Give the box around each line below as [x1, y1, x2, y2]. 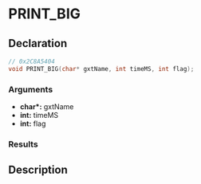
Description [8, 163, 68, 177]
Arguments [8, 84, 53, 95]
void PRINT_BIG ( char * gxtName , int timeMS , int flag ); [8, 65, 195, 72]
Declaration [8, 37, 68, 50]
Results [8, 139, 38, 150]
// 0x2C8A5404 [8, 57, 56, 65]
